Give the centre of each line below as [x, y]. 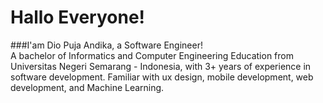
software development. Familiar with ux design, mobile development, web [162, 77]
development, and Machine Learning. [87, 87]
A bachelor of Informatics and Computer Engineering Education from [152, 55]
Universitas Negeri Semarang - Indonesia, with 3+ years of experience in [161, 66]
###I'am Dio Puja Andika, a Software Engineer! [106, 45]
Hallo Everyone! [78, 17]
